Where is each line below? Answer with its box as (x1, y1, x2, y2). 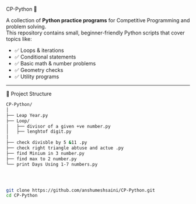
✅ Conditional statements (14, 53, 76, 60)
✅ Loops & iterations (14, 47, 64, 54)
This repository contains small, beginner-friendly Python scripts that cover (6, 29, 185, 36)
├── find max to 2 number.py (6, 155, 77, 162)
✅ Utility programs (14, 73, 60, 80)
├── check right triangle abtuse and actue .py (6, 145, 124, 151)
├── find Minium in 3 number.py (6, 150, 85, 156)
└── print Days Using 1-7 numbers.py (6, 161, 98, 167)
